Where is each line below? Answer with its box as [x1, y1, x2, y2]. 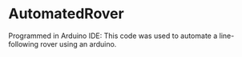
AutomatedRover [8, 5, 124, 23]
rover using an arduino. [39, 39, 117, 48]
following [8, 39, 38, 48]
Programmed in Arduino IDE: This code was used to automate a [8, 31, 218, 40]
